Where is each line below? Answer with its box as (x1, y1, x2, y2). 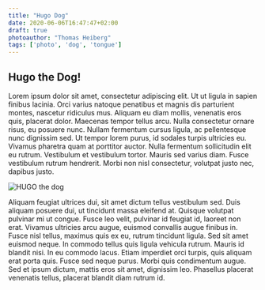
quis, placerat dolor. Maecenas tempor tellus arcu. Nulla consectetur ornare (8, 116, 255, 126)
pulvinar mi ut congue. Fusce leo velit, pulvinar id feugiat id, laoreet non (8, 214, 241, 224)
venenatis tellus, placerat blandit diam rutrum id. (8, 273, 165, 282)
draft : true (8, 26, 47, 34)
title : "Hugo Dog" (8, 11, 69, 20)
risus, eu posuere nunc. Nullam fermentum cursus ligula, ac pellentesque (8, 124, 247, 134)
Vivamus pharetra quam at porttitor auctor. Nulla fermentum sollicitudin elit (8, 141, 252, 151)
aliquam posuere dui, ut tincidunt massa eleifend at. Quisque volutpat (8, 205, 234, 215)
